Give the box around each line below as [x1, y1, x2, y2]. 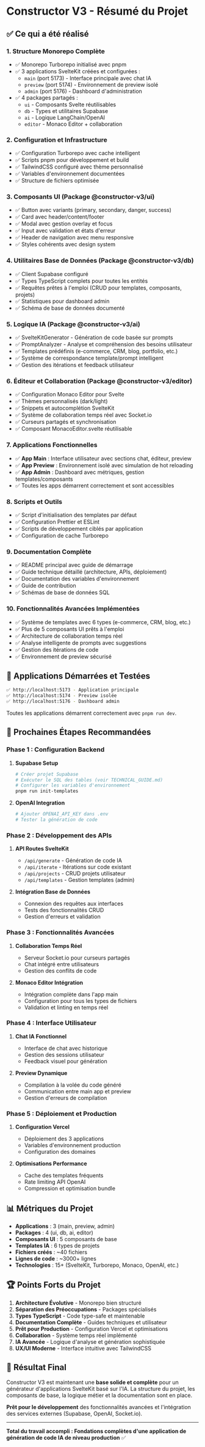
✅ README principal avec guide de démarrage [15, 561, 133, 569]
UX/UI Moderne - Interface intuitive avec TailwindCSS [15, 1344, 151, 1352]
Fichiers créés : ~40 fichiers [15, 1248, 87, 1256]
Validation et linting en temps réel [24, 1004, 109, 1011]
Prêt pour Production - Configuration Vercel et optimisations [15, 1325, 168, 1332]
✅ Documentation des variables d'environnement [15, 575, 139, 583]
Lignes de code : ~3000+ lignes [15, 1255, 96, 1262]
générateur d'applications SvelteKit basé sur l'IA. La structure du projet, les [6, 1385, 195, 1392]
